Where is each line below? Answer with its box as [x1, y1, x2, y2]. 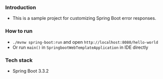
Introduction [5, 4, 36, 11]
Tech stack [5, 57, 33, 64]
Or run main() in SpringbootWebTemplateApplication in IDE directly [12, 44, 148, 50]
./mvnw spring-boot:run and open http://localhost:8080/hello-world [12, 39, 158, 45]
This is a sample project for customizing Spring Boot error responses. [12, 15, 156, 21]
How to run [5, 28, 33, 35]
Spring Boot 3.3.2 [12, 68, 49, 74]
